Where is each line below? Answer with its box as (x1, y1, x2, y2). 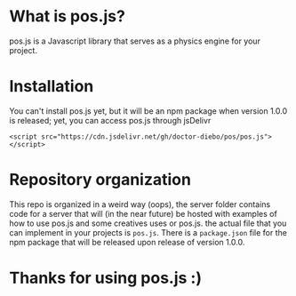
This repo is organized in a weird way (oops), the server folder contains (9, 198, 271, 210)
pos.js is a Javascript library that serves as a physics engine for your (9, 36, 260, 46)
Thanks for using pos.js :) (9, 268, 203, 288)
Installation (9, 76, 94, 97)
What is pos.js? (9, 6, 126, 27)
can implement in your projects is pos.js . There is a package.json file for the (9, 227, 287, 237)
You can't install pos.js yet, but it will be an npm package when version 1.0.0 (9, 105, 288, 116)
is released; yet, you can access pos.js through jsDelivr (9, 115, 212, 125)
